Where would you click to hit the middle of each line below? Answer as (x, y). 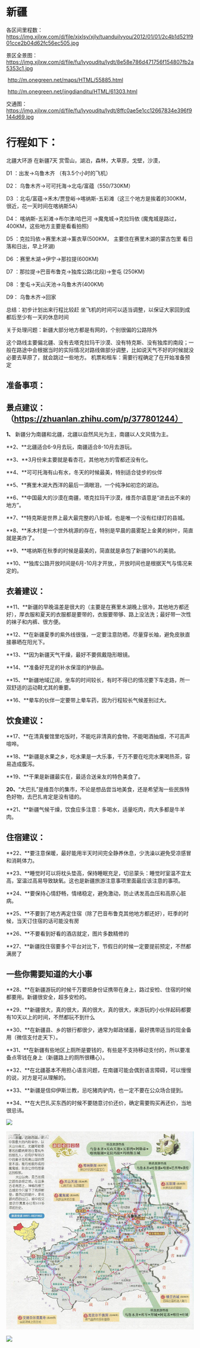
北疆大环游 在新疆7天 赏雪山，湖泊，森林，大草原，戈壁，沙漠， (85, 160)
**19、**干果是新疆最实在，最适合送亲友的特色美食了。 (75, 776)
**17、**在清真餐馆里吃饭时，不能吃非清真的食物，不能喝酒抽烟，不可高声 (98, 736)
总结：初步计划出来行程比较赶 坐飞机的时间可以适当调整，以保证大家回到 (96, 309)
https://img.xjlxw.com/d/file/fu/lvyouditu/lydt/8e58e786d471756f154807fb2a (100, 62)
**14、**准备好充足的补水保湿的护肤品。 (57, 667)
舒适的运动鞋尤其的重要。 (43, 687)
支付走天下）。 (44, 1037)
